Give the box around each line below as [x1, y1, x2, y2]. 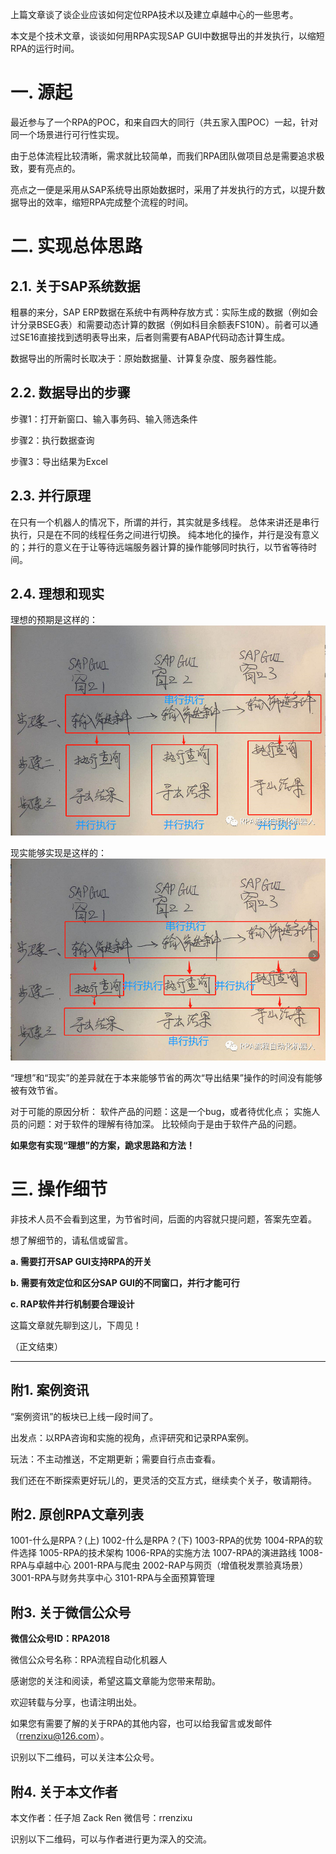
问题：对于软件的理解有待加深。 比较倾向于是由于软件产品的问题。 [27, 1118, 302, 1130]
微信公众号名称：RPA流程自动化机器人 [10, 1654, 168, 1666]
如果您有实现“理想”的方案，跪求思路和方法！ [10, 1139, 196, 1151]
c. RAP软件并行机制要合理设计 [10, 1298, 135, 1310]
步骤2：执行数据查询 [10, 434, 95, 446]
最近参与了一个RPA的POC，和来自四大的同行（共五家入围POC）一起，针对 [10, 116, 319, 128]
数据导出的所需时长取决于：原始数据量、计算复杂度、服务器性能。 [10, 352, 282, 364]
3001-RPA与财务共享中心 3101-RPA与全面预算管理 [10, 1572, 215, 1584]
